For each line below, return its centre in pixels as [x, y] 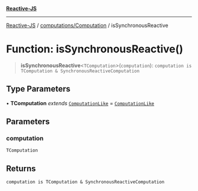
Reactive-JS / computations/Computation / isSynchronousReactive [87, 25]
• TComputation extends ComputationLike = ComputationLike [80, 103]
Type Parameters [38, 89]
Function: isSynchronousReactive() [95, 49]
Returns [21, 168]
